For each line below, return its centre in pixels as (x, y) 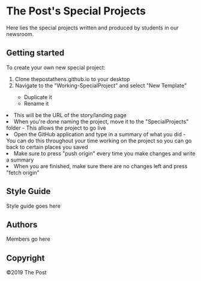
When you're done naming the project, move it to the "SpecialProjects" (101, 121)
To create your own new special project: (56, 67)
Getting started (35, 53)
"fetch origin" (23, 172)
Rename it (36, 103)
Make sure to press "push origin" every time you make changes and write (105, 153)
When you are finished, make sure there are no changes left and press (101, 166)
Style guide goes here (34, 206)
